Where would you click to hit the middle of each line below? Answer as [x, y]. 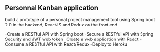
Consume [15, 44]
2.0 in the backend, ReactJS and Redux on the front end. [62, 25]
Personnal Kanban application [52, 8]
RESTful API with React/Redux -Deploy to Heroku [78, 44]
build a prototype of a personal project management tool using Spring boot [80, 19]
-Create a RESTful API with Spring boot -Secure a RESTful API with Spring [79, 34]
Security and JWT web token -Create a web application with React [72, 39]
